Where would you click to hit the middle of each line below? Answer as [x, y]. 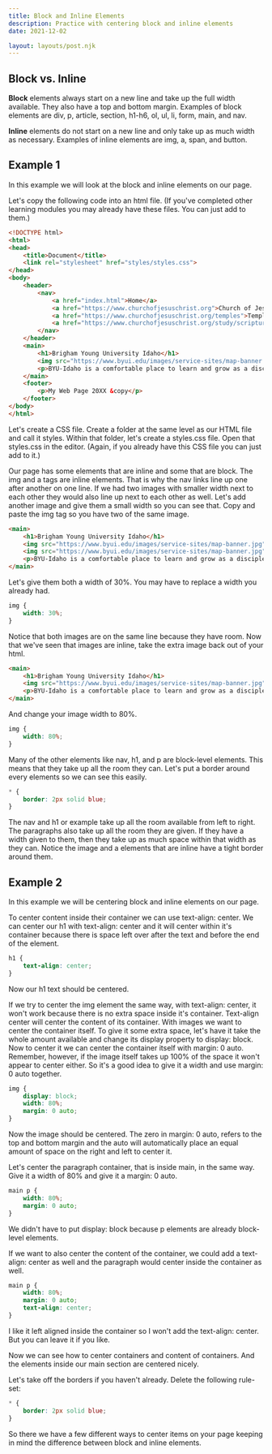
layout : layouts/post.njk [52, 45]
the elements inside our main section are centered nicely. [104, 1364]
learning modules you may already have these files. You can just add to [127, 209]
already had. [29, 591]
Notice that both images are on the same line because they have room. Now [135, 636]
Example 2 [35, 882]
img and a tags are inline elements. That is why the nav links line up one [128, 479]
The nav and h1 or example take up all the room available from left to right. [132, 822]
